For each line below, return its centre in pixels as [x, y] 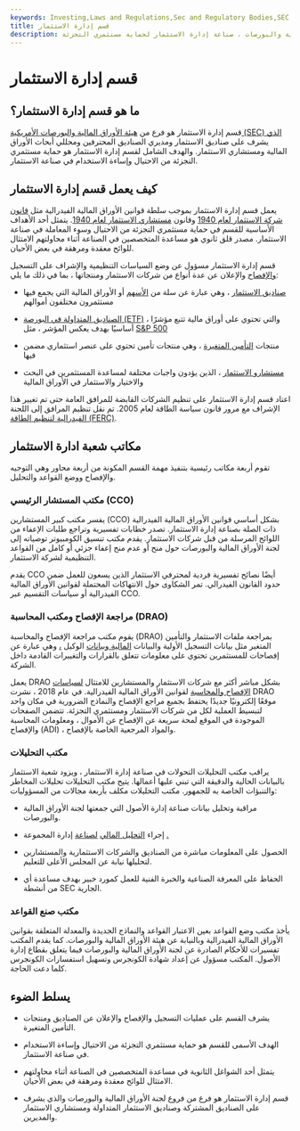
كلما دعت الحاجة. [39, 969]
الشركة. [23, 664]
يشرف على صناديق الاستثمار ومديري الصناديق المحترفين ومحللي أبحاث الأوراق [140, 142]
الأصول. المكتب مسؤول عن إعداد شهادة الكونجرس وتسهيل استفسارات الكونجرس [146, 959]
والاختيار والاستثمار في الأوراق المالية [83, 382]
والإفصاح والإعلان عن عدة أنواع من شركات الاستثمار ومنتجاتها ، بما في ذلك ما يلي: [144, 275]
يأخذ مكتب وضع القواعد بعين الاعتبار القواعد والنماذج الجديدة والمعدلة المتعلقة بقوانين [150, 930]
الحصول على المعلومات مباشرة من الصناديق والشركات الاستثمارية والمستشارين [155, 851]
